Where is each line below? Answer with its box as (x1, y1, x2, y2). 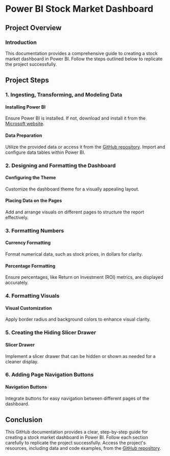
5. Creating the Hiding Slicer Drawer (5, 329, 96, 336)
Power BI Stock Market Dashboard (5, 3, 154, 15)
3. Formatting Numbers (5, 227, 64, 234)
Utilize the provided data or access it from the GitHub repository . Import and (5, 143, 165, 150)
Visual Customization (5, 305, 52, 311)
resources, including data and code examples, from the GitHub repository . (5, 445, 161, 451)
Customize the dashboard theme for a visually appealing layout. (5, 186, 139, 192)
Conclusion (5, 416, 43, 424)
